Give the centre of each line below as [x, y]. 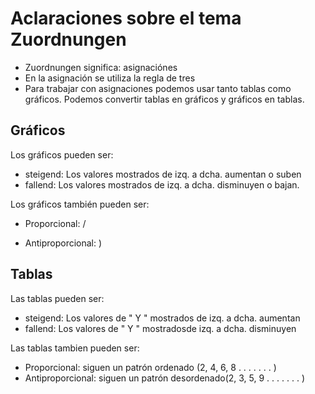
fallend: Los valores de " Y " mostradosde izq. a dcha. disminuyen [160, 328]
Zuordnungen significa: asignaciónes [101, 67]
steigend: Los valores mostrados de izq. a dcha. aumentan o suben [163, 174]
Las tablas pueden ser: [57, 298]
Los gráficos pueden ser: [62, 154]
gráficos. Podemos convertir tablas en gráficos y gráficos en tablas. [164, 99]
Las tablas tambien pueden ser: [75, 348]
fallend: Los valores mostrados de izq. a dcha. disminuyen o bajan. [162, 184]
